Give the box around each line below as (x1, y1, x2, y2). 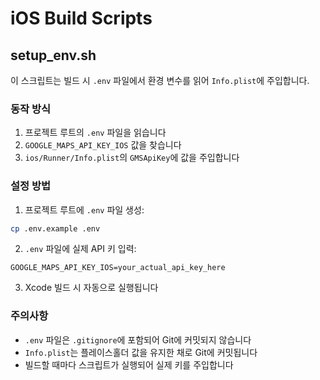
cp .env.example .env (10, 223, 101, 234)
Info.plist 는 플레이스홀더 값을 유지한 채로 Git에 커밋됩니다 (24, 346, 258, 358)
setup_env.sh (10, 47, 97, 64)
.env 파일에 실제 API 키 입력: (24, 243, 137, 255)
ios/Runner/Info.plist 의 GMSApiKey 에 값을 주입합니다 (24, 152, 240, 164)
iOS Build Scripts (10, 7, 153, 30)
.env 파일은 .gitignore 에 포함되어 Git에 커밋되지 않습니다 (24, 333, 252, 346)
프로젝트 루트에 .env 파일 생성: (24, 203, 145, 216)
